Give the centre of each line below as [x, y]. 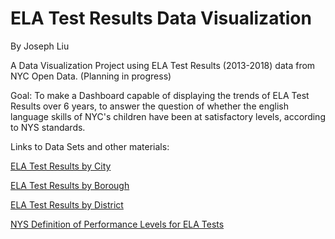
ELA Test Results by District [67, 204]
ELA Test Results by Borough [70, 185]
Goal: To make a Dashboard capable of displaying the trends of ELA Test [160, 95]
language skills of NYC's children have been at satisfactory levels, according [168, 116]
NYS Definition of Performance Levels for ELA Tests [117, 224]
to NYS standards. [48, 127]
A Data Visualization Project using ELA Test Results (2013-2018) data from [163, 65]
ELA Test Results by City [61, 166]
